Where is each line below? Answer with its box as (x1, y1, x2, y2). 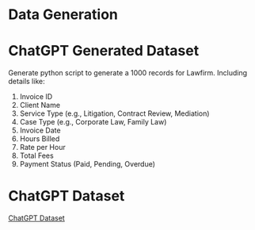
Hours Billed (19, 134, 60, 144)
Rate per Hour (19, 143, 66, 152)
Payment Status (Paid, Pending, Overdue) (19, 159, 156, 169)
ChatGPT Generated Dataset (8, 42, 200, 60)
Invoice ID (19, 92, 53, 102)
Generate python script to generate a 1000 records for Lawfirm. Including (8, 68, 248, 78)
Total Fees (19, 151, 54, 160)
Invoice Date (19, 125, 61, 136)
